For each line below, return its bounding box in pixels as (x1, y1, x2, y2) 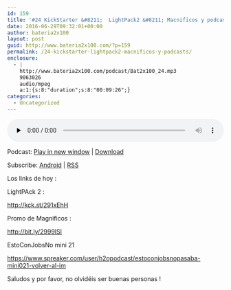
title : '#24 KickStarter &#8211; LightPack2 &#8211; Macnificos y (7, 16, 205, 23)
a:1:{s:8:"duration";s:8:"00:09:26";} (19, 87, 131, 93)
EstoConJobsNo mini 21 (7, 241, 75, 249)
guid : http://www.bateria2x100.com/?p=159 (7, 42, 131, 49)
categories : (7, 93, 41, 100)
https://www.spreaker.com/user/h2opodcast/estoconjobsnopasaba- (7, 254, 201, 262)
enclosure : (7, 55, 38, 62)
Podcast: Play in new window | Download (7, 147, 124, 155)
